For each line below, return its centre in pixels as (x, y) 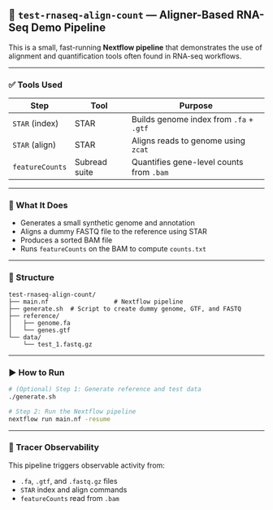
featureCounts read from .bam (69, 498)
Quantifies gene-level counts (187, 162)
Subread (91, 162)
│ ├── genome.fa (39, 323)
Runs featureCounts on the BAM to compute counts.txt (113, 249)
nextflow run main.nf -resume (60, 419)
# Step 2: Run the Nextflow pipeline (72, 412)
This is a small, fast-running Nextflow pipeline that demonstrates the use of (135, 47)
